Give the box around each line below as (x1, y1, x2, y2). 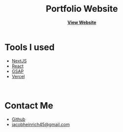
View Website (67, 19, 97, 25)
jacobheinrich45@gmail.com (11, 121, 70, 127)
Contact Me (4, 100, 53, 111)
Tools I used (4, 42, 55, 53)
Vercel (11, 73, 25, 79)
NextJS (11, 58, 27, 64)
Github (11, 116, 25, 122)
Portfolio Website (46, 3, 118, 15)
